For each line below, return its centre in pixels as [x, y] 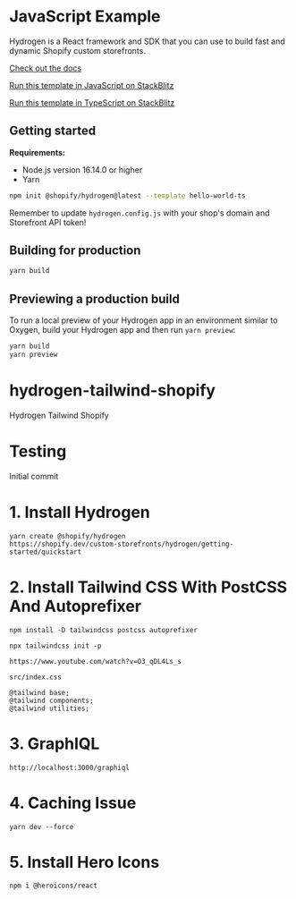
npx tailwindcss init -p [55, 646]
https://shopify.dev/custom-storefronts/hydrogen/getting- [122, 544]
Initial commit [34, 476]
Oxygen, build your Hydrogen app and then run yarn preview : [123, 330]
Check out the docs [46, 68]
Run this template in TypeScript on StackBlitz [92, 102]
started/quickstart [46, 552]
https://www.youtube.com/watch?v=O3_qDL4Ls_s [95, 661]
